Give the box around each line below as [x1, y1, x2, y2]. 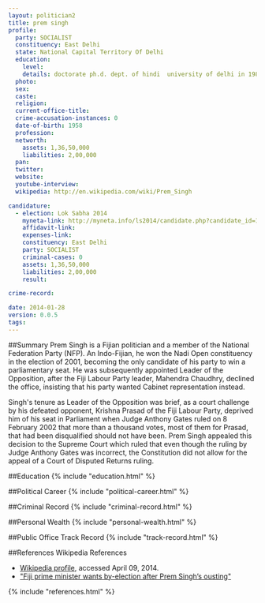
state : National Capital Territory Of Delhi [15, 48, 164, 56]
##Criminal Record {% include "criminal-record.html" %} [8, 502, 193, 511]
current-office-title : [15, 107, 90, 115]
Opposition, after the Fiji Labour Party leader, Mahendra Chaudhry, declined [8, 373, 255, 383]
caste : [15, 92, 37, 100]
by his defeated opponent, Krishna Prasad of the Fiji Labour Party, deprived [8, 406, 254, 415]
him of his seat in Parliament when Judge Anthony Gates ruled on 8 [8, 414, 228, 423]
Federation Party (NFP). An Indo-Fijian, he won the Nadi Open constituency [8, 348, 253, 358]
